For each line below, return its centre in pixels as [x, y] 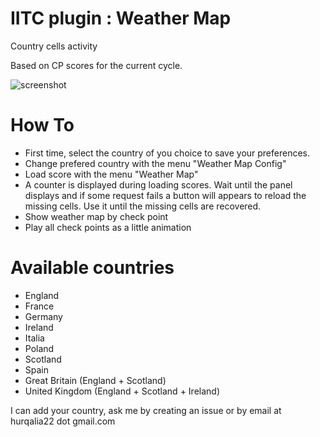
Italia [34, 338]
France [39, 306]
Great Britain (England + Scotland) [95, 380]
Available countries [92, 268]
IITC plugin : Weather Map [121, 18]
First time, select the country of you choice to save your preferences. [167, 153]
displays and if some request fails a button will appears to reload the [165, 195]
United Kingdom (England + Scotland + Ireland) [122, 391]
